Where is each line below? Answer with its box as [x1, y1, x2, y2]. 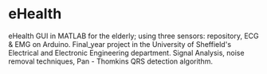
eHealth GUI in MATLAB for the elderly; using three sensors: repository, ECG [8, 31, 259, 41]
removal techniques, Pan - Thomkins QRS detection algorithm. [8, 56, 214, 66]
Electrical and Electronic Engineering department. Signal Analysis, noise [8, 48, 245, 57]
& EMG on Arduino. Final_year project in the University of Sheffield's [8, 39, 232, 49]
